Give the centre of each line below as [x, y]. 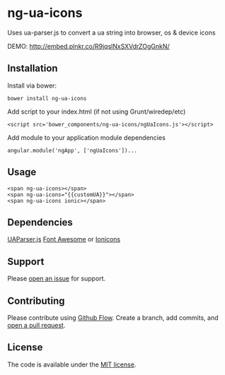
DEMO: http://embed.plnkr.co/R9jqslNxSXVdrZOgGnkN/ [88, 46]
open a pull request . [36, 325]
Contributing [36, 300]
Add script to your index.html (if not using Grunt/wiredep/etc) [97, 112]
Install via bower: [32, 85]
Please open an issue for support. [57, 279]
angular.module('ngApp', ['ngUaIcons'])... [73, 150]
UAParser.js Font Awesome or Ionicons [64, 239]
